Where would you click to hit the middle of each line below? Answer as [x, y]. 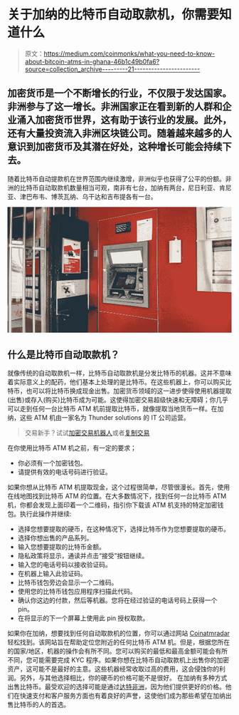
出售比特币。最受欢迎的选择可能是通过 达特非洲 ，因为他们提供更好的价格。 [116, 687]
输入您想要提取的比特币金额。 [61, 547]
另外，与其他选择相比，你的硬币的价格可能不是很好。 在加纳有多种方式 [123, 678]
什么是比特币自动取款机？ [63, 355]
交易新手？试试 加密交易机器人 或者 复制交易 [87, 433]
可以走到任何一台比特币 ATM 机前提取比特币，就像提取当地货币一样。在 [113, 409]
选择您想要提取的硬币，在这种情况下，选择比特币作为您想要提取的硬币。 [123, 529]
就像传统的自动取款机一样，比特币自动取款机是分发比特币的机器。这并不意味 [119, 373]
